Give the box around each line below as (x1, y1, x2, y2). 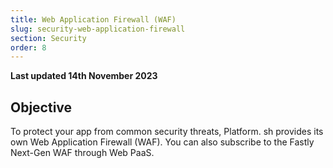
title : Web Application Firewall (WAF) (10, 14, 177, 25)
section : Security (10, 33, 87, 43)
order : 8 (10, 42, 47, 53)
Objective (10, 99, 73, 116)
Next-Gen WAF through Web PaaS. (10, 147, 155, 159)
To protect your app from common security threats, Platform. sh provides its (10, 126, 324, 138)
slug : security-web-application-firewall (10, 24, 186, 34)
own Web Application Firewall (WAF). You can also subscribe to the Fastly (10, 136, 315, 148)
